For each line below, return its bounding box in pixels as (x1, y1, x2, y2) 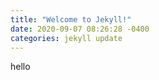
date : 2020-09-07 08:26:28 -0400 (10, 24, 150, 34)
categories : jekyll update (10, 33, 123, 43)
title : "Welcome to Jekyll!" (10, 14, 132, 25)
